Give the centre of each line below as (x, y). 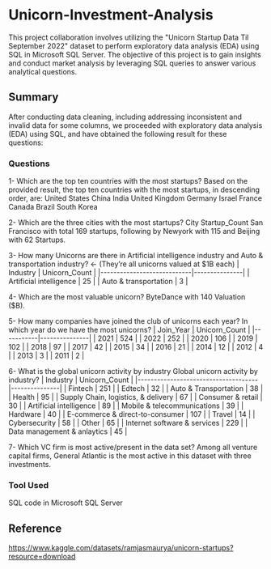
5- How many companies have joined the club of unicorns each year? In (128, 321)
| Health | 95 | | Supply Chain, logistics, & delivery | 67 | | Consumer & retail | (135, 397)
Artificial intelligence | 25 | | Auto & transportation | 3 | (98, 282)
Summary (34, 98)
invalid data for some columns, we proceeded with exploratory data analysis (135, 125)
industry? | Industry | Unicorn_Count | (71, 380)
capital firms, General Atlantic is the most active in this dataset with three (130, 456)
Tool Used (29, 485)
